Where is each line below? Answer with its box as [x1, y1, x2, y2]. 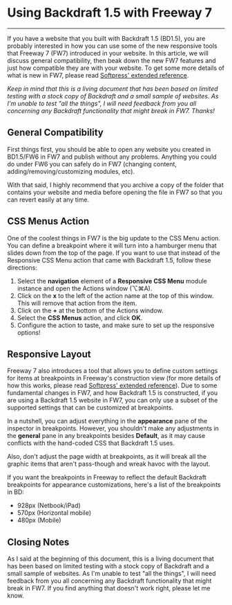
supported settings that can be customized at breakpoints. [7, 403, 174, 412]
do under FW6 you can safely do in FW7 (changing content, [7, 159, 177, 168]
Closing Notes [7, 536, 70, 548]
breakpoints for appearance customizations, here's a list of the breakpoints [7, 480, 221, 489]
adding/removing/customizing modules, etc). [7, 167, 135, 175]
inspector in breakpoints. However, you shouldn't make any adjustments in [7, 424, 220, 432]
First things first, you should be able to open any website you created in [7, 145, 211, 153]
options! [17, 328, 41, 337]
